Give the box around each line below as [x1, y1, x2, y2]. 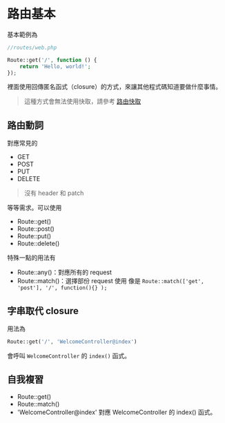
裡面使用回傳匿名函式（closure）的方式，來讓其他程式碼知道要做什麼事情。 [7, 83, 222, 91]
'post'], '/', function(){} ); [17, 285, 108, 291]
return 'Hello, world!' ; [19, 63, 91, 70]
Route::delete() [17, 239, 60, 248]
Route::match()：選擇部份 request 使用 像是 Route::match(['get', [17, 277, 205, 285]
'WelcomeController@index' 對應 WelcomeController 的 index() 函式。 [17, 408, 217, 416]
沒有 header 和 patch [23, 189, 84, 197]
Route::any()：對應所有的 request [17, 268, 112, 276]
